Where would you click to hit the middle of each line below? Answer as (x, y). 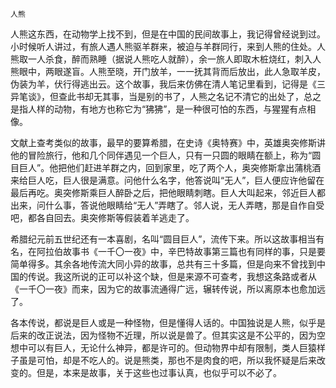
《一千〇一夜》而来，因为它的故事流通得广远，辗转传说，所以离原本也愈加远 (168, 289)
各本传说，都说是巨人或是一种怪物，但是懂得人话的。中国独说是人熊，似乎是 (168, 322)
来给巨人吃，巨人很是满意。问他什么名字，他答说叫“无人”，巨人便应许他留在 (167, 180)
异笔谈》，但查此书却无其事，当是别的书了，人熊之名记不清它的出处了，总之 (166, 96)
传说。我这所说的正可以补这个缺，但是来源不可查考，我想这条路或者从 (172, 276)
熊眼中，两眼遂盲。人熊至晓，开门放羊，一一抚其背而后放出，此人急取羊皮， (168, 71)
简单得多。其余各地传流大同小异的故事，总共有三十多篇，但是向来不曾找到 (163, 264)
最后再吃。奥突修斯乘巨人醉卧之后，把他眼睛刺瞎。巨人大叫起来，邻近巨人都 (168, 192)
